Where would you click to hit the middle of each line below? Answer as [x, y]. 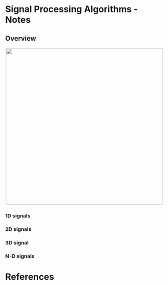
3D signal [17, 242]
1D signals [18, 215]
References [30, 277]
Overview [21, 38]
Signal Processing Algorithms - [71, 9]
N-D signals [20, 256]
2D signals [18, 229]
